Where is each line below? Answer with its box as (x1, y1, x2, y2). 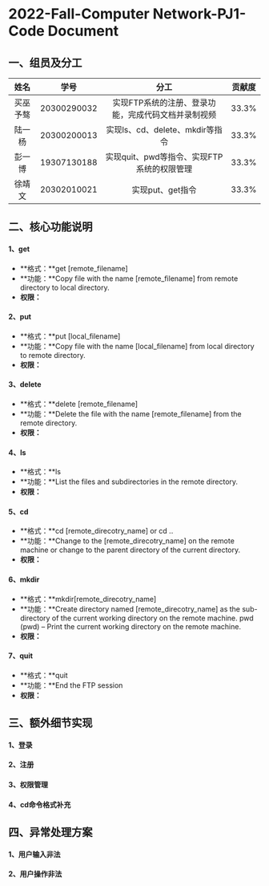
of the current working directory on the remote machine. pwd (51, 613, 254, 623)
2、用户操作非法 (8, 869, 62, 879)
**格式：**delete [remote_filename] (19, 399, 139, 408)
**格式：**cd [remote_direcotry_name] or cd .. (19, 526, 174, 536)
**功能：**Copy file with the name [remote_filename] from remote (19, 274, 239, 283)
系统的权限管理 (135, 164, 193, 174)
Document (47, 22, 119, 40)
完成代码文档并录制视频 (127, 109, 217, 120)
